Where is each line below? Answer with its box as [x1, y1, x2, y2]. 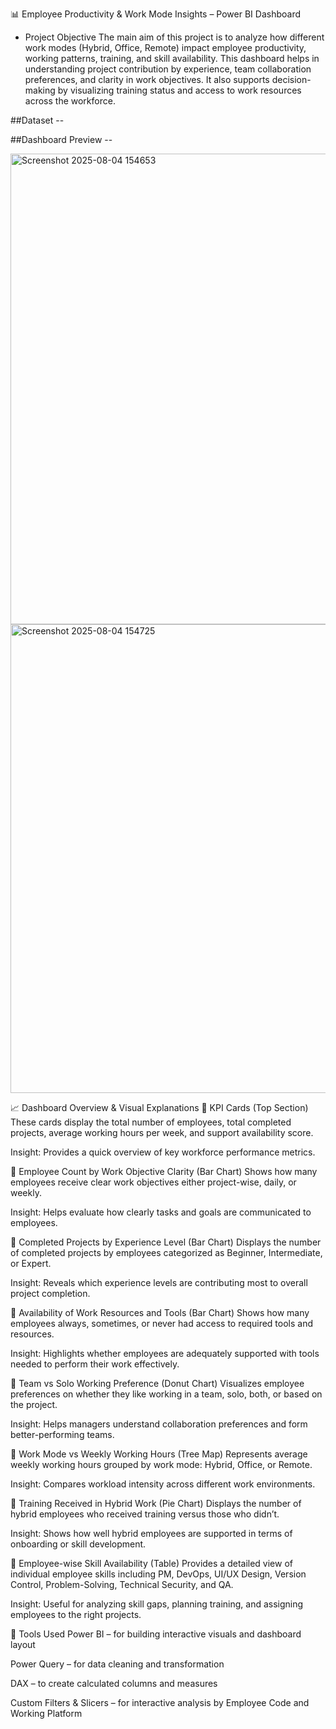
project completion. [10, 1288, 91, 1299]
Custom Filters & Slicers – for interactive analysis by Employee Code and [10, 1697, 310, 1708]
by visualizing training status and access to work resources [57, 84, 302, 96]
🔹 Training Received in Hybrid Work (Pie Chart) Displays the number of [10, 1498, 302, 1509]
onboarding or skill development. [10, 1538, 147, 1550]
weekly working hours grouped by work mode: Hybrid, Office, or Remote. [10, 1459, 313, 1470]
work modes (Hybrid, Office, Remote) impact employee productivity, [24, 42, 307, 53]
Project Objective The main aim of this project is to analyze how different [24, 31, 325, 43]
